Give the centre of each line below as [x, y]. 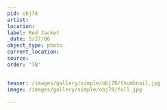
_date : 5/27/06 [29, 39]
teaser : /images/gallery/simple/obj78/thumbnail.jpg [84, 83]
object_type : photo [35, 45]
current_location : [33, 52]
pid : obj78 [23, 13]
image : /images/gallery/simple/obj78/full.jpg [75, 89]
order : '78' [24, 65]
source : [18, 58]
